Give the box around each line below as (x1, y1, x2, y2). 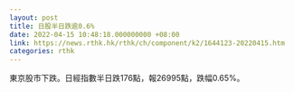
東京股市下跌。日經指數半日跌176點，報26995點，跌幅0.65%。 (9, 73, 245, 84)
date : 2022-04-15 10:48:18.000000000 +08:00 (9, 30, 180, 39)
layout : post (9, 13, 59, 23)
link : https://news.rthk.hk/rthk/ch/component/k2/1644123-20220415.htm (9, 38, 285, 48)
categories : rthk (9, 47, 75, 56)
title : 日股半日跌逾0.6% (9, 22, 95, 31)
